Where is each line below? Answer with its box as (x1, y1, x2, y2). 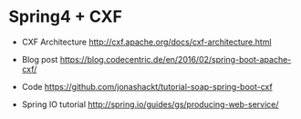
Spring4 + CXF (8, 6, 122, 27)
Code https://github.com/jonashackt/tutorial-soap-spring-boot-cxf (21, 81, 273, 92)
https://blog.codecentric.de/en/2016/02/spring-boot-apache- (59, 54, 292, 64)
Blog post (21, 54, 58, 64)
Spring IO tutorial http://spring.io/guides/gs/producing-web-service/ (21, 98, 279, 110)
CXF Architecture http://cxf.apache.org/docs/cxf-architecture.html (21, 36, 272, 47)
